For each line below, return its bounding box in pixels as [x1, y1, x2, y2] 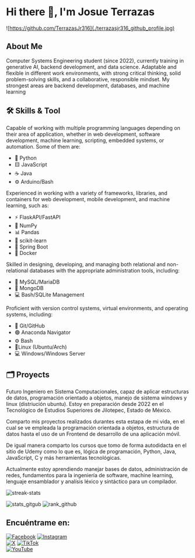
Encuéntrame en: [6, 518, 70, 528]
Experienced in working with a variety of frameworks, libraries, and [6, 190, 168, 197]
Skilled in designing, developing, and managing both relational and [6, 260, 166, 268]
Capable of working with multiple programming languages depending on [6, 124, 180, 131]
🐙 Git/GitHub [14, 322, 46, 329]
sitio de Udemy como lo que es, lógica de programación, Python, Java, [6, 448, 177, 455]
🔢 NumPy [14, 222, 37, 229]
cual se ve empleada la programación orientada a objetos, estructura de [6, 424, 179, 432]
